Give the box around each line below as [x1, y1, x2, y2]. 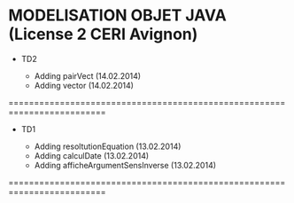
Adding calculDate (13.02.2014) [34, 150, 150, 160]
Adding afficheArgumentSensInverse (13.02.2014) [34, 160, 217, 170]
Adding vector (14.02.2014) [34, 80, 135, 90]
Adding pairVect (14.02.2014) [34, 70, 142, 81]
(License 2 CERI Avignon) [8, 24, 198, 44]
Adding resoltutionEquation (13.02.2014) [34, 141, 182, 152]
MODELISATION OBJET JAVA [8, 5, 227, 26]
